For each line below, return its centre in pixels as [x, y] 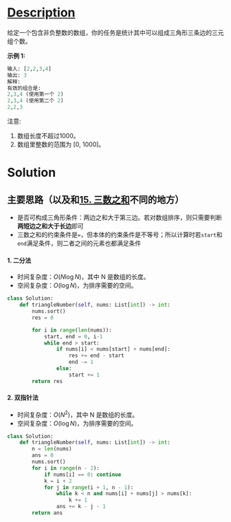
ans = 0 [43, 455]
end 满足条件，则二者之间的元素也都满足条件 [79, 243]
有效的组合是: [24, 88]
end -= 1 [81, 362]
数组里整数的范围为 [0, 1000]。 [61, 144]
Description [41, 13]
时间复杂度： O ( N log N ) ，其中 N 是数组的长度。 [83, 277]
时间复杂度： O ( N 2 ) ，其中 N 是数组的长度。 [78, 414]
